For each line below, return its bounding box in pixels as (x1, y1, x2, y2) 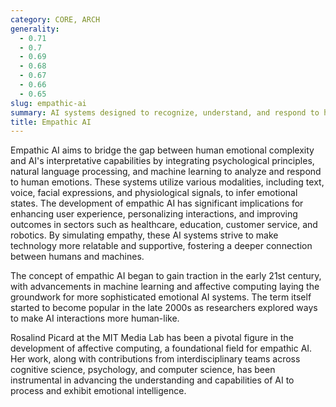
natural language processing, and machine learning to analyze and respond (10, 166, 322, 178)
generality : (10, 24, 60, 34)
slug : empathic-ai (10, 98, 87, 108)
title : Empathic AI (10, 117, 92, 127)
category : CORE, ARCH (10, 14, 101, 25)
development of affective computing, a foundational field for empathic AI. (10, 342, 313, 355)
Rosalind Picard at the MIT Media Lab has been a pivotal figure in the (10, 332, 294, 344)
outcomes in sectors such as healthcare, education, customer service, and (10, 219, 318, 231)
